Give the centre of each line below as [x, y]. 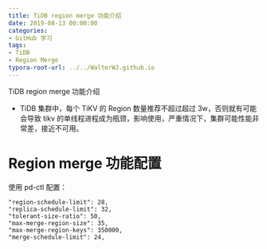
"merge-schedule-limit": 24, [57, 237]
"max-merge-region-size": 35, [59, 223]
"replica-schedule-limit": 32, [60, 209]
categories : [28, 30]
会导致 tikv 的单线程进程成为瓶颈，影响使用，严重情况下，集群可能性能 [136, 118]
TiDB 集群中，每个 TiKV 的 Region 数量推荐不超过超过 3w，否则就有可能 [138, 108]
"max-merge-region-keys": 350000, [66, 230]
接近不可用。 [62, 128]
